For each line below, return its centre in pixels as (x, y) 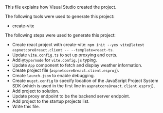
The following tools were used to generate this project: (60, 16)
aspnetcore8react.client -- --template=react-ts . (63, 50)
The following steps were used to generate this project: (60, 35)
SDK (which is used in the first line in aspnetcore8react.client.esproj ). (83, 86)
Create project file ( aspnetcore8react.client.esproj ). (65, 70)
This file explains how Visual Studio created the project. (61, 7)
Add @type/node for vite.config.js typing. (54, 60)
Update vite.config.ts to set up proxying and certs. (65, 55)
